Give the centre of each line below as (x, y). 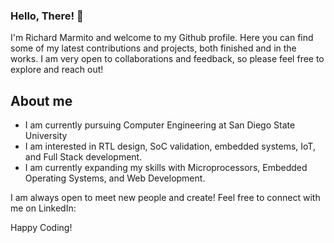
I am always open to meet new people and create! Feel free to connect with (165, 198)
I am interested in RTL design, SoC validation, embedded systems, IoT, (170, 146)
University (46, 136)
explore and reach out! (57, 70)
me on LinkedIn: (43, 208)
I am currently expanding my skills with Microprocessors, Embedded (166, 168)
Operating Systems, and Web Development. (115, 178)
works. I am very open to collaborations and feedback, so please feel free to (167, 59)
